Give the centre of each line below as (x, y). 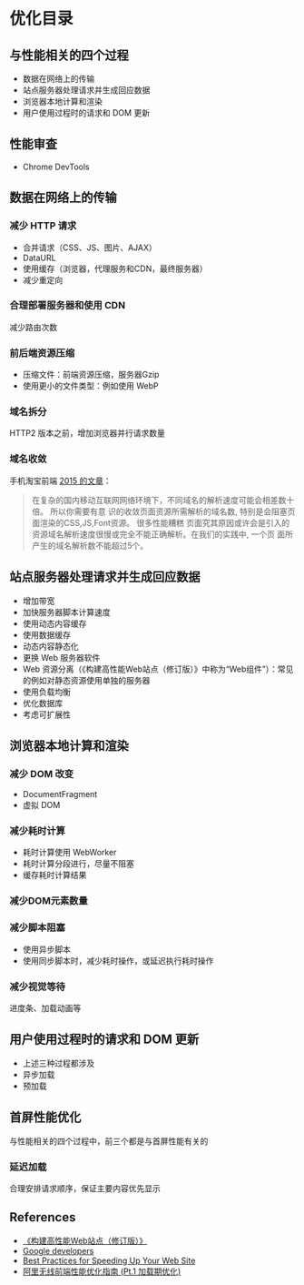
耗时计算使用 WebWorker (69, 853)
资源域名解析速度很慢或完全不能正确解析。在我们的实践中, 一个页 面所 (162, 534)
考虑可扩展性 (46, 714)
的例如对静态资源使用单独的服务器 (86, 680)
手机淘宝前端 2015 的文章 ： (60, 481)
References (43, 1217)
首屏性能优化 (45, 1117)
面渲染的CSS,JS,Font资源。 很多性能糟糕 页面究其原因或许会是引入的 (161, 522)
